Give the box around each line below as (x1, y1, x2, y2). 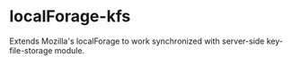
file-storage (9, 45, 53, 55)
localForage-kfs (9, 6, 131, 27)
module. (54, 45, 85, 55)
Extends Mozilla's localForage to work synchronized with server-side (9, 36, 265, 46)
